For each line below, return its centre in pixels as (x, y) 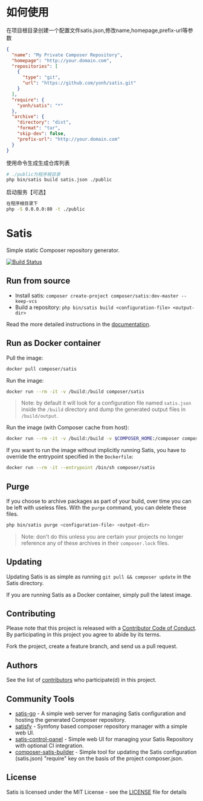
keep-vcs (26, 301)
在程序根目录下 (22, 204)
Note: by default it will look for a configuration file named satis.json (106, 403)
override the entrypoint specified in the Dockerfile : (70, 456)
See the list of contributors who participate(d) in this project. (82, 680)
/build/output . (40, 416)
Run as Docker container (54, 343)
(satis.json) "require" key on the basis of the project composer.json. (99, 759)
